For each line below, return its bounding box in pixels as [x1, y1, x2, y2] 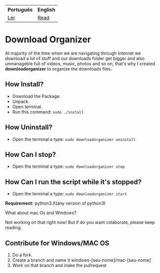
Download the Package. [12, 93, 61, 99]
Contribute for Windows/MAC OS [5, 239, 110, 247]
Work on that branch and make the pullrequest [12, 263, 107, 268]
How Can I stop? [5, 150, 56, 159]
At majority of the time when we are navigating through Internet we [5, 50, 141, 56]
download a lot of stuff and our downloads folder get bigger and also [5, 55, 145, 61]
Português [7, 6, 33, 13]
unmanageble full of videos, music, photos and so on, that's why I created [5, 61, 155, 66]
